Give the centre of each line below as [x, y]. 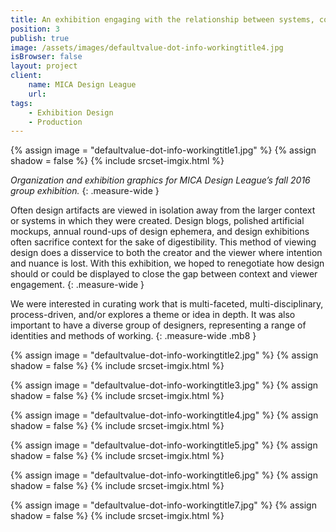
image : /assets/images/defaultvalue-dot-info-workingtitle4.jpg [147, 47]
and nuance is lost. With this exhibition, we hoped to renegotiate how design [167, 263]
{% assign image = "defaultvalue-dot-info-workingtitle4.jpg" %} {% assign [164, 415]
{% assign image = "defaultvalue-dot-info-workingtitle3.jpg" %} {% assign [164, 385]
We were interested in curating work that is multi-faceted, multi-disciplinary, [167, 304]
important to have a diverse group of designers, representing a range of [158, 325]
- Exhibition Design [71, 112]
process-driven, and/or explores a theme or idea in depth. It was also [153, 315]
